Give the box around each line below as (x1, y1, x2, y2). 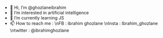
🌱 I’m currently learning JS (9, 15, 64, 20)
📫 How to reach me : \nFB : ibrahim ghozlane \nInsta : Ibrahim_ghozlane (9, 20, 158, 26)
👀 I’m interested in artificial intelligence (9, 10, 89, 16)
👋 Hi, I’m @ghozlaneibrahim (9, 5, 67, 10)
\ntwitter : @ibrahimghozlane (9, 27, 69, 33)
